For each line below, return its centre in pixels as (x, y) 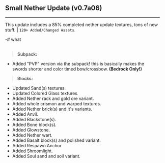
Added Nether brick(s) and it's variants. (52, 109)
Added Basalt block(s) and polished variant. (56, 140)
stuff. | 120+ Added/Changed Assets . (40, 30)
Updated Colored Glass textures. (45, 93)
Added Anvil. (25, 114)
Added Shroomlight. (32, 151)
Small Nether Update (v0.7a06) (54, 8)
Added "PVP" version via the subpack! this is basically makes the (78, 64)
